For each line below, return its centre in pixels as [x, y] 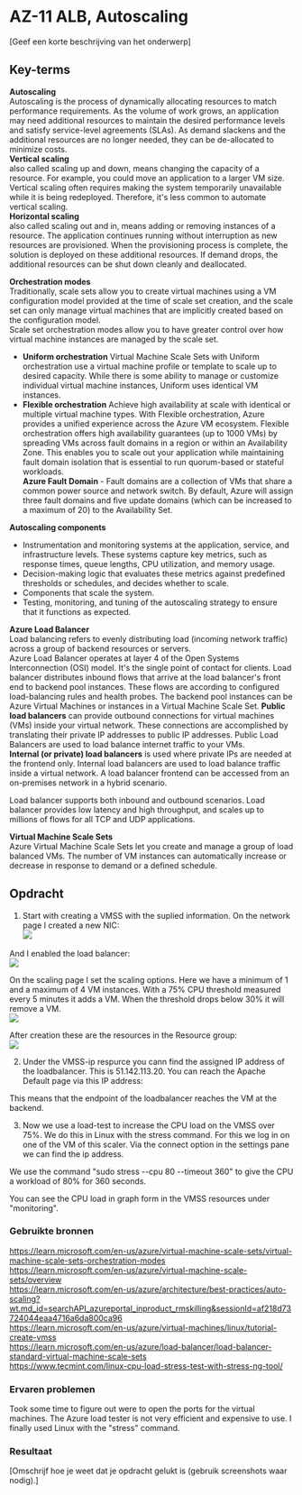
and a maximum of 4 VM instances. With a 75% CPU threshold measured [145, 989]
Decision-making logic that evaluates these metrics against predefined [154, 573]
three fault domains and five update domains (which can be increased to [157, 500]
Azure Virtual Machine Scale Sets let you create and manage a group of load [151, 846]
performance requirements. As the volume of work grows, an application [144, 111]
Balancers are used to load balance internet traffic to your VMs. [127, 744]
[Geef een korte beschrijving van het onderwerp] [100, 41]
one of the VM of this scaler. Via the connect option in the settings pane [156, 1144]
